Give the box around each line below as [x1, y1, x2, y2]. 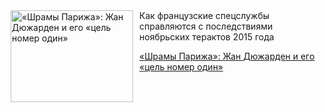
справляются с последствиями [139, 20, 274, 32]
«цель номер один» [139, 61, 224, 73]
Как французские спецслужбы [139, 10, 270, 21]
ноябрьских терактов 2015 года [139, 31, 275, 43]
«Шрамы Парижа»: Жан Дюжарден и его [139, 50, 315, 62]
